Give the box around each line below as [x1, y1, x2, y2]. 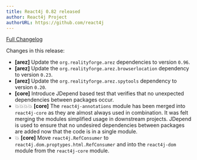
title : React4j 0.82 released [6, 8, 81, 15]
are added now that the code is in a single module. [14, 128, 137, 135]
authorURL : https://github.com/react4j [6, 19, 104, 25]
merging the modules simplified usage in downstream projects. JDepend [14, 116, 192, 123]
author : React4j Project [6, 14, 67, 20]
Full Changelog [6, 36, 43, 43]
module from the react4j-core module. [14, 147, 110, 154]
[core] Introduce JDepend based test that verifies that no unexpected [14, 90, 185, 97]
